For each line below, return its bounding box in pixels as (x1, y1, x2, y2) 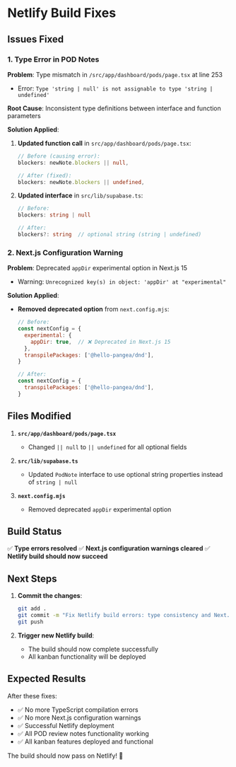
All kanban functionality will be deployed (28, 652, 146, 661)
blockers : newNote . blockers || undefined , (17, 178, 145, 185)
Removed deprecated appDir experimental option (28, 504, 172, 514)
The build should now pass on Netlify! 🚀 (7, 751, 124, 760)
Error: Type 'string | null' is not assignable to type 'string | (17, 83, 213, 93)
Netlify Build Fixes (7, 5, 117, 21)
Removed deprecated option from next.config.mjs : (17, 305, 170, 313)
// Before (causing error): (17, 152, 100, 160)
